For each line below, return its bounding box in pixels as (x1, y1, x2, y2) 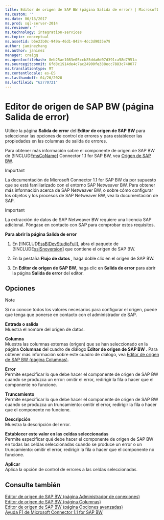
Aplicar (5, 461, 21, 467)
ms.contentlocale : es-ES (5, 71, 56, 76)
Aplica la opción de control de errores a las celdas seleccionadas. (5, 467, 138, 473)
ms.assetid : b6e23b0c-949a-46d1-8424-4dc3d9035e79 (5, 39, 111, 44)
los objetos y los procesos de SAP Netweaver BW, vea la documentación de (5, 192, 158, 198)
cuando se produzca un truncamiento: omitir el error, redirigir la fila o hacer (5, 402, 157, 407)
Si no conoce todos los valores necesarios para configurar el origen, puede (5, 307, 158, 313)
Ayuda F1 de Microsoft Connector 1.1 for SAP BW (5, 509, 103, 515)
